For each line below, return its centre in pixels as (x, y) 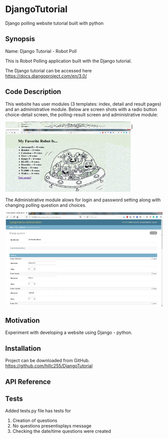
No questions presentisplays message (52, 426)
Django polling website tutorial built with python (54, 23)
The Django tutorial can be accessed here (48, 70)
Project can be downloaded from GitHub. (48, 361)
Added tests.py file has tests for (38, 411)
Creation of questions (35, 420)
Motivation (23, 320)
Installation (23, 348)
